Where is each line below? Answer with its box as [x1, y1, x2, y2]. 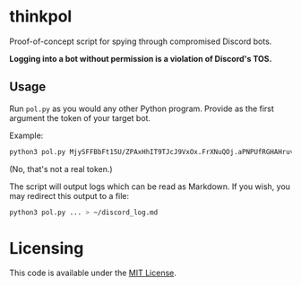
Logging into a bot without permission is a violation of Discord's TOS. [9, 53, 272, 64]
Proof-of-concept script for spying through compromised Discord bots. [9, 36, 272, 47]
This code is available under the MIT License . [9, 267, 177, 279]
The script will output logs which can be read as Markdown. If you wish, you [9, 181, 291, 192]
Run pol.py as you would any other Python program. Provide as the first [9, 103, 275, 114]
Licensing [9, 238, 84, 258]
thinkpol [9, 6, 73, 27]
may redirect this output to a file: [9, 190, 130, 201]
